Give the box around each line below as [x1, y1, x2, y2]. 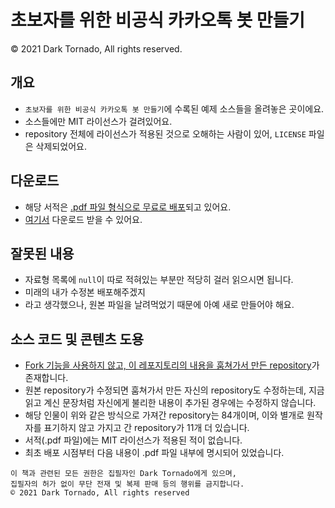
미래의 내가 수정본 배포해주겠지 [24, 286, 146, 298]
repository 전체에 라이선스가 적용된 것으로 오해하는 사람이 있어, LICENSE [24, 127, 307, 140]
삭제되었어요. [35, 140, 87, 152]
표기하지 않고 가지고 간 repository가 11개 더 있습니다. [43, 422, 250, 434]
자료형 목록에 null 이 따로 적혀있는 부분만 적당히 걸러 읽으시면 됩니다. [24, 274, 294, 286]
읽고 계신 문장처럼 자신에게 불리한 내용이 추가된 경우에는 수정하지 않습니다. [24, 397, 317, 409]
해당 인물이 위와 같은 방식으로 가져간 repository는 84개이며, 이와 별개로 [24, 409, 305, 421]
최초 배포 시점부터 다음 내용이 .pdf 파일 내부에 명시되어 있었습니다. [24, 447, 285, 459]
